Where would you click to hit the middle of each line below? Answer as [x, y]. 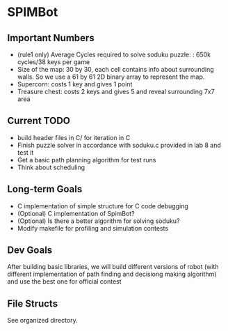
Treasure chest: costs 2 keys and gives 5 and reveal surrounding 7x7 [116, 92]
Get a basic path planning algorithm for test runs [87, 160]
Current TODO [39, 121]
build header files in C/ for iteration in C [74, 137]
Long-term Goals [45, 189]
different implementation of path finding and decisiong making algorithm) [112, 274]
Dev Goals [30, 251]
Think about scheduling [51, 167]
